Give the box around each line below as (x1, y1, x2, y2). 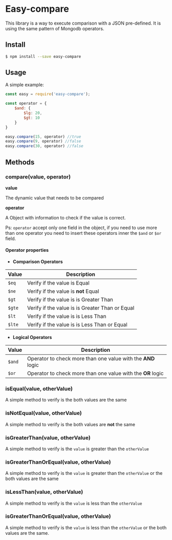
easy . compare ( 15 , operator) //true (5, 134, 81, 139)
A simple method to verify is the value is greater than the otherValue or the (5, 470, 163, 476)
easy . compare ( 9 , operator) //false (5, 139, 81, 144)
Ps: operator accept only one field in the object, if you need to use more (5, 224, 157, 231)
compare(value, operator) (5, 173, 71, 180)
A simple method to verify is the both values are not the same (5, 421, 136, 427)
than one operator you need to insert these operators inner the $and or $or (5, 230, 162, 236)
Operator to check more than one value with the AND (27, 355, 155, 362)
